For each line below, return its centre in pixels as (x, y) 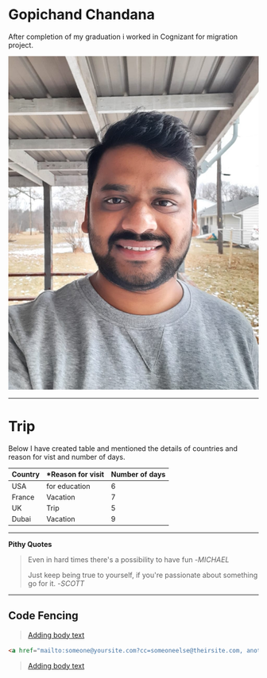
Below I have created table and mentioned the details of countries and (123, 448)
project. (21, 44)
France (23, 497)
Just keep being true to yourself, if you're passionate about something (143, 575)
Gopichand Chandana (81, 15)
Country (25, 475)
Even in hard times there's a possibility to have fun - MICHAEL (128, 559)
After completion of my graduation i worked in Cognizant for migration (123, 37)
